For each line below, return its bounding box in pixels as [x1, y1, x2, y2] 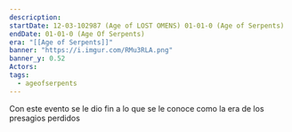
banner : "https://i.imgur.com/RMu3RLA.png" [9, 46, 174, 55]
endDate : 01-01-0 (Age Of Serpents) [9, 29, 145, 38]
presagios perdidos [9, 113, 80, 123]
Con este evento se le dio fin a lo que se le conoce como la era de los [9, 103, 264, 113]
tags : [9, 71, 29, 80]
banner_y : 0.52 [9, 54, 66, 63]
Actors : [9, 63, 38, 72]
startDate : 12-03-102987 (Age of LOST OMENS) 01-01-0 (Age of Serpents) [9, 21, 285, 30]
